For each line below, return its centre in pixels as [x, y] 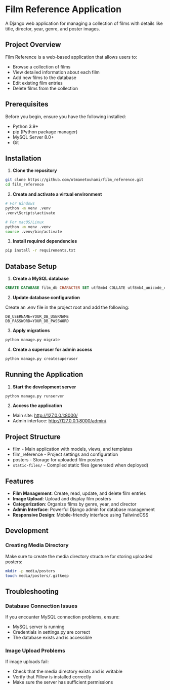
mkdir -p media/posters [30, 571]
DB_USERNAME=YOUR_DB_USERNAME [37, 316]
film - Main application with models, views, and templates [72, 449]
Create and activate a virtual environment [57, 194]
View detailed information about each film [56, 72]
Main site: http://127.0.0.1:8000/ [45, 415]
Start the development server [44, 387]
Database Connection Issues [41, 606]
